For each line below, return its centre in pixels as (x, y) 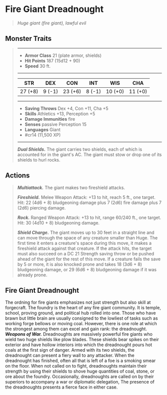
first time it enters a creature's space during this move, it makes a (84, 243)
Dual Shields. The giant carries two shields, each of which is (80, 149)
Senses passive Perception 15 (56, 124)
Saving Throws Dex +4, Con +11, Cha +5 (66, 108)
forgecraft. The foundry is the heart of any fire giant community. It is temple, (83, 308)
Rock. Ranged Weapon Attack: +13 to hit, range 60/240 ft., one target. (89, 217)
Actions (17, 176)
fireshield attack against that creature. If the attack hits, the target (84, 248)
